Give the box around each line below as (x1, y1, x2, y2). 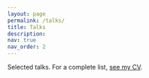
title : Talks (7, 23, 46, 30)
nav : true (7, 37, 37, 44)
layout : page (7, 10, 46, 18)
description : (7, 30, 46, 38)
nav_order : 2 (7, 43, 46, 50)
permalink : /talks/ (7, 17, 65, 24)
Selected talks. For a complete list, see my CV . (7, 63, 143, 71)
